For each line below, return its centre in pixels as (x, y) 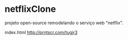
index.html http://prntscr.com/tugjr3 (41, 32)
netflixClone (30, 9)
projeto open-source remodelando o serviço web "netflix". (64, 23)
